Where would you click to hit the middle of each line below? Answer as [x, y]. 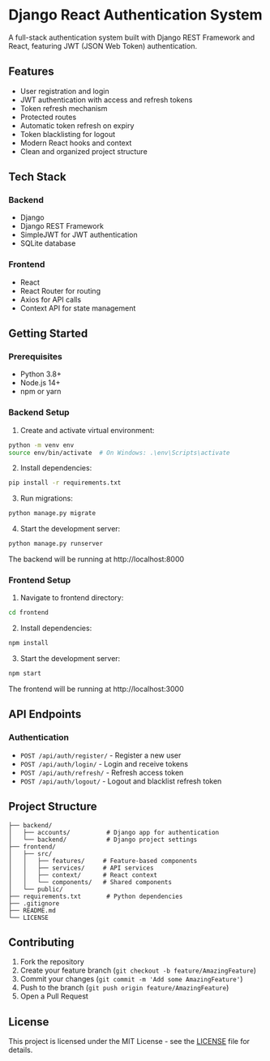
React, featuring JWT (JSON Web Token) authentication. [103, 45]
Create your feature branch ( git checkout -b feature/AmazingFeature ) [138, 970]
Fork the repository [52, 962]
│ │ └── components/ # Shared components [90, 882]
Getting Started [48, 334]
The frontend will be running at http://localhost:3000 [96, 689]
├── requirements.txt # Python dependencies [96, 896]
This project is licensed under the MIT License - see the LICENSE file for [129, 1042]
